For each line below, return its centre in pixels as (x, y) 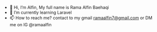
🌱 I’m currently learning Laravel (41, 12)
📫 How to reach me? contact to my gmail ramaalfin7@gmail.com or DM (81, 18)
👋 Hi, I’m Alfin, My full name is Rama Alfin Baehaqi (59, 7)
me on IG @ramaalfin (30, 25)
